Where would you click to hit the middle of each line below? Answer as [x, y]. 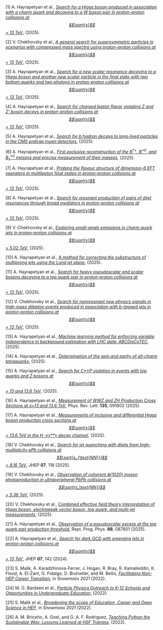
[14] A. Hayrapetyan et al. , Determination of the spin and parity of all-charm [81, 356]
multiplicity [16, 450]
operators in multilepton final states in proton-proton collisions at [71, 173]
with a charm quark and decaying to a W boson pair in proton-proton [75, 12]
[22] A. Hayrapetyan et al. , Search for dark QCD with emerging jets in [75, 539]
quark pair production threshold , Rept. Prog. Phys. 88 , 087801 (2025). [76, 529]
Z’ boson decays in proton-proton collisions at [52, 112]
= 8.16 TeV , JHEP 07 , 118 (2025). [38, 465]
